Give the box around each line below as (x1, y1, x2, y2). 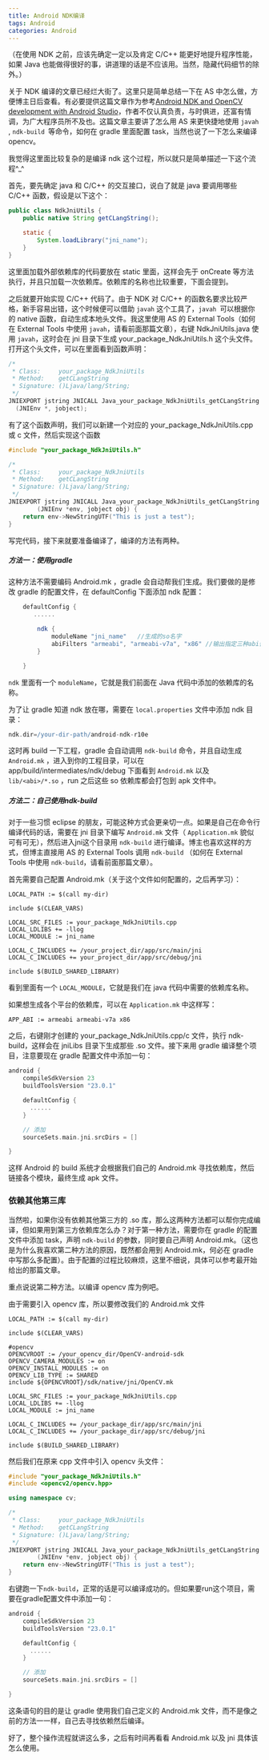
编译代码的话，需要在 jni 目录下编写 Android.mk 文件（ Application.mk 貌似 (8, 827, 255, 838)
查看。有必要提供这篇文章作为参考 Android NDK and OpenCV (42, 97, 243, 107)
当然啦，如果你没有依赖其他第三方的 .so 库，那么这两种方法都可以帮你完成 (8, 1215, 254, 1225)
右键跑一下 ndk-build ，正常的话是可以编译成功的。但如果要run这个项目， (8, 1584, 248, 1593)
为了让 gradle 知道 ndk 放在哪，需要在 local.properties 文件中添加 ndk (8, 704, 245, 714)
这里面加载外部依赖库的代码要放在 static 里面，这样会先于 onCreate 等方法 (8, 266, 255, 277)
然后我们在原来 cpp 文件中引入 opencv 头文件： (8, 1456, 166, 1466)
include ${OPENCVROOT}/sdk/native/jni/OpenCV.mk (8, 1378, 174, 1387)
